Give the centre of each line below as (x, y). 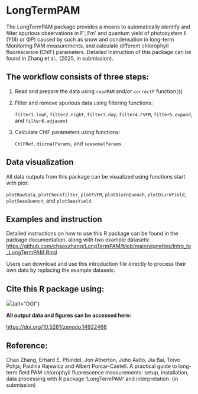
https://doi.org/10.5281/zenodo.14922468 (57, 327)
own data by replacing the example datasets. (61, 270)
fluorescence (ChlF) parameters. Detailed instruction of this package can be (99, 52)
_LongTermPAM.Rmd (32, 252)
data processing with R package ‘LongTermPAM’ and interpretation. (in (92, 379)
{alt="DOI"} (26, 304)
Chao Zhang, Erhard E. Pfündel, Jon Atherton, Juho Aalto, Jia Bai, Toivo (93, 360)
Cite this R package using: (55, 289)
